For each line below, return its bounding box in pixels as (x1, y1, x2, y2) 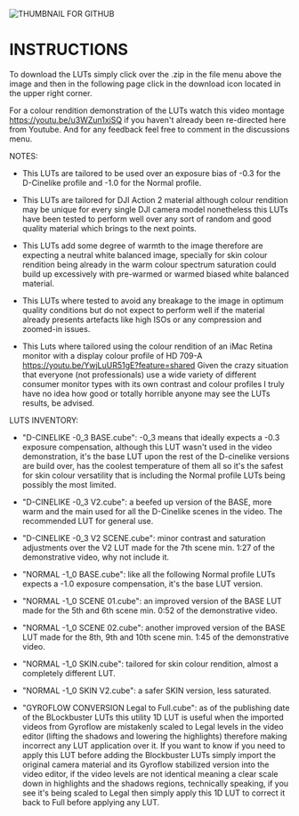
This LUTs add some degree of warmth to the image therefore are (21, 240, 264, 251)
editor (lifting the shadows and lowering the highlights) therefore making (21, 731, 287, 741)
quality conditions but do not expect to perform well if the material (21, 304, 265, 315)
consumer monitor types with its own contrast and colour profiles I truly (21, 378, 285, 389)
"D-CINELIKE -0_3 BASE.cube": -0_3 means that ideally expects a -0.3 (21, 432, 280, 442)
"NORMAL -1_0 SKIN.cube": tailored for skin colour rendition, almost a (21, 658, 279, 669)
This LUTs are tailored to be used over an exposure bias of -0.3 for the (21, 167, 281, 178)
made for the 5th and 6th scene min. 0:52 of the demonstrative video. (21, 605, 278, 616)
